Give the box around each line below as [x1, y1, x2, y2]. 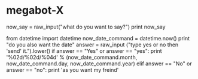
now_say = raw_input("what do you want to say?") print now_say [6, 23, 166, 30]
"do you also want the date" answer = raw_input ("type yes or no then [6, 41, 179, 48]
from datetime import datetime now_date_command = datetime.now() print [6, 34, 190, 42]
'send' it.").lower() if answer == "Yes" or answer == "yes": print [6, 47, 163, 54]
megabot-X [6, 4, 64, 17]
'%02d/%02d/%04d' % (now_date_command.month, [6, 53, 138, 61]
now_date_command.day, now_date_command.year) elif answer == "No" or [6, 60, 193, 67]
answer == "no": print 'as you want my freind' [6, 66, 119, 73]
